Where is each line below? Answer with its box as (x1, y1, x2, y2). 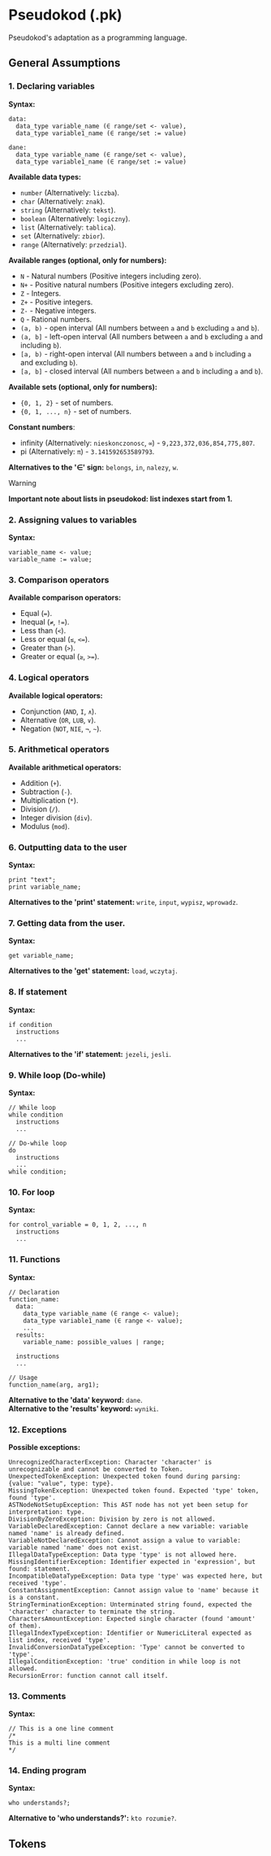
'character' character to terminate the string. (8, 1607, 176, 1616)
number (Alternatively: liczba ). (19, 187, 120, 197)
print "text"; (8, 876, 57, 884)
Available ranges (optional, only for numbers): (8, 255, 167, 265)
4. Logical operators (8, 672, 89, 683)
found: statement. (8, 1565, 71, 1573)
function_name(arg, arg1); (8, 1381, 100, 1389)
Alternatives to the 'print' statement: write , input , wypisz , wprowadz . (8, 897, 239, 907)
